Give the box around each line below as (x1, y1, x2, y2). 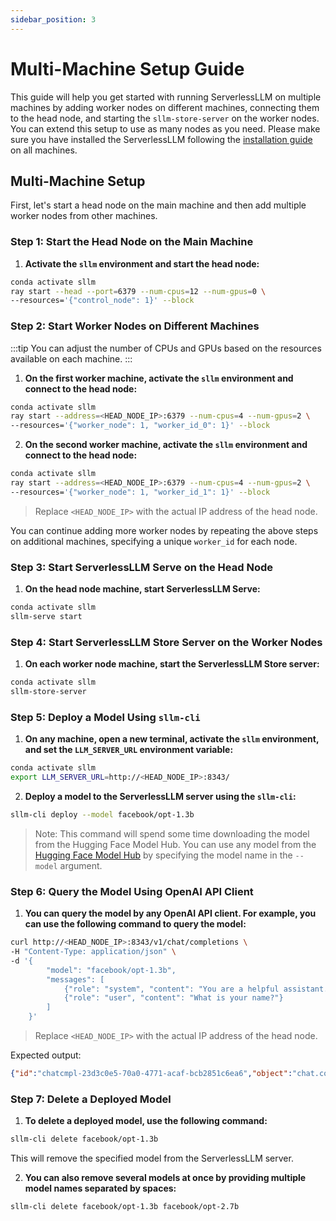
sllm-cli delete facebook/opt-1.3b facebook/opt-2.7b (10, 1202, 240, 1212)
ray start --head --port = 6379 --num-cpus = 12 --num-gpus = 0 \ (10, 286, 267, 296)
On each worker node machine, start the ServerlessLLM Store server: (24, 658, 320, 670)
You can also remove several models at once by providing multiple (24, 1172, 307, 1184)
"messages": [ (46, 974, 105, 985)
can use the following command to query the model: (24, 918, 247, 930)
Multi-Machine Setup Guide (10, 57, 245, 80)
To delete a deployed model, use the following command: (24, 1115, 268, 1127)
